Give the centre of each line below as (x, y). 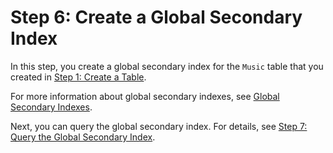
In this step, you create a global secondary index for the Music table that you (167, 66)
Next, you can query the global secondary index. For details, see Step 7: (159, 126)
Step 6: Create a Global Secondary (156, 17)
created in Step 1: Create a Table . (78, 77)
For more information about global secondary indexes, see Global (145, 96)
